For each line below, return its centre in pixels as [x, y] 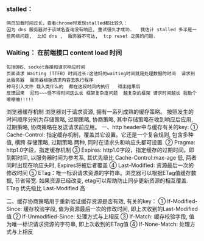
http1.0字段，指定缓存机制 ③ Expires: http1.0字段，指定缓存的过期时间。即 [100, 150]
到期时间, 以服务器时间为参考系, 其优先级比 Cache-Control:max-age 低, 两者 [101, 157]
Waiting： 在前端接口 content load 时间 [64, 53]
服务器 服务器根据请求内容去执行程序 [52, 80]
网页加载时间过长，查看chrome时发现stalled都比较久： [67, 23]
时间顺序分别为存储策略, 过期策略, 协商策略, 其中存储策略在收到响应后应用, [100, 119]
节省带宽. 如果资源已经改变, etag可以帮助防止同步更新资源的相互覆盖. [101, 180]
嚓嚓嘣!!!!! [20, 99]
